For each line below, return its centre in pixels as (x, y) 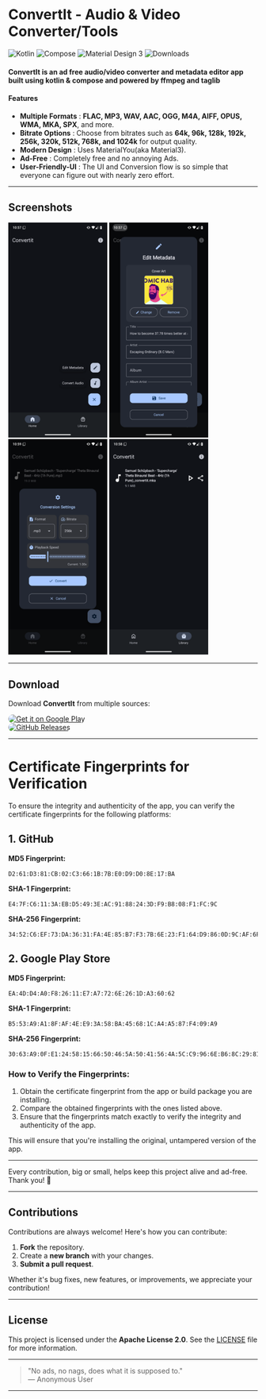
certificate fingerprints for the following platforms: (90, 814)
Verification (48, 784)
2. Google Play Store (59, 959)
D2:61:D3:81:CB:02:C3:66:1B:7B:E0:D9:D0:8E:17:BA (92, 874)
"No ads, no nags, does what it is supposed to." (105, 1370)
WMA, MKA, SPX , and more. (67, 124)
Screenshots (40, 208)
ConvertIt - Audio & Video (94, 15)
